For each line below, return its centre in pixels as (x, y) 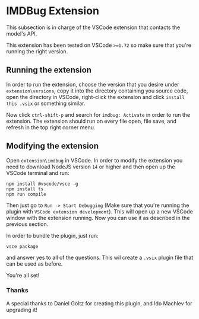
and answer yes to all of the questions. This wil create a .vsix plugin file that (100, 257)
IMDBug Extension (53, 11)
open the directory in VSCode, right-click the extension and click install (96, 97)
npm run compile (26, 194)
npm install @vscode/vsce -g (42, 184)
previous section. (27, 224)
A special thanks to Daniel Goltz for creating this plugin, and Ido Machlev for (99, 303)
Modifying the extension (53, 146)
